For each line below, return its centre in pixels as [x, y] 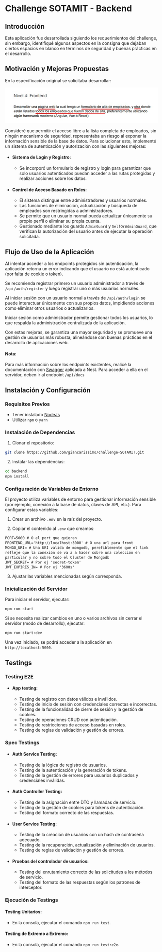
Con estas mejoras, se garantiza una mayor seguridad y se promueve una [79, 332]
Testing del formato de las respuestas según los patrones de [80, 882]
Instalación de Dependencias [40, 432]
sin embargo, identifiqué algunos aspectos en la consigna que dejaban [76, 43]
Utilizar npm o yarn [30, 420]
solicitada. [30, 237]
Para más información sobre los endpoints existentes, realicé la [68, 365]
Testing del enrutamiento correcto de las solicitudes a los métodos [86, 872]
